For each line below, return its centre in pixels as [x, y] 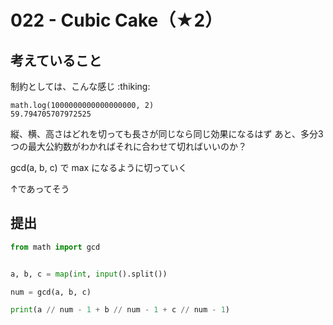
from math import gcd [55, 247]
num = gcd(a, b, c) [51, 292]
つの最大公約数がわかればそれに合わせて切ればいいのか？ [128, 146]
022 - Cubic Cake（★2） [116, 20]
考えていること [56, 60]
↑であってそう [40, 189]
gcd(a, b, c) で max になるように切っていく [99, 167]
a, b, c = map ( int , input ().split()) [89, 274]
